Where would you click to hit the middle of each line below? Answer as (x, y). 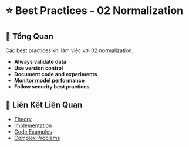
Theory (23, 119)
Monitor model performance (49, 80)
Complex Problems (37, 138)
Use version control (38, 68)
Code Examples (33, 131)
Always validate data (40, 62)
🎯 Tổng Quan (29, 36)
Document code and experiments (55, 74)
